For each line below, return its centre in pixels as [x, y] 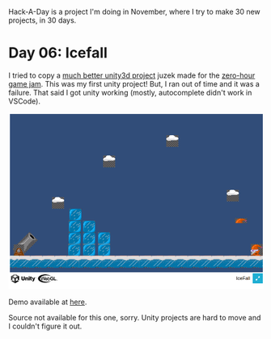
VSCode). [24, 101]
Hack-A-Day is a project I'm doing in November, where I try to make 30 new [134, 12]
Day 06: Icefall [58, 53]
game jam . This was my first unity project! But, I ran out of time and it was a [134, 83]
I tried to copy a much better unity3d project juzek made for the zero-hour [132, 75]
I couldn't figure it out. [45, 326]
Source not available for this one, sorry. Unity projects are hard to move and [135, 317]
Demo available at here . [48, 302]
